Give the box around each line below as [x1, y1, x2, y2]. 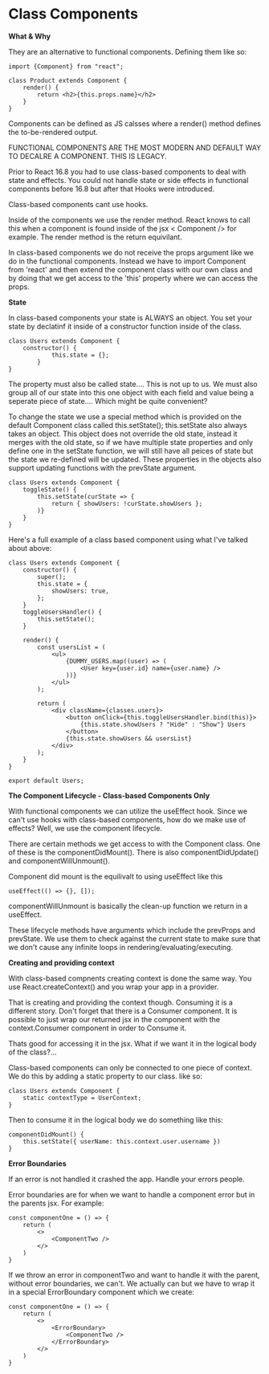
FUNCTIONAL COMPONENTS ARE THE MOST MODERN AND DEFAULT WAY [8, 142, 262, 153]
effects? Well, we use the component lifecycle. [8, 823, 163, 833]
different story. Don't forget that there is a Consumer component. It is [8, 1005, 238, 1016]
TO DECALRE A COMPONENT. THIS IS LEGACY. [8, 151, 167, 161]
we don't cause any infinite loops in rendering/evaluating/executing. [8, 942, 234, 952]
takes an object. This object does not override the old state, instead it [8, 429, 238, 438]
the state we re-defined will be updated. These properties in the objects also [8, 455, 262, 464]
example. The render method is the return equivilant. [8, 232, 182, 242]
